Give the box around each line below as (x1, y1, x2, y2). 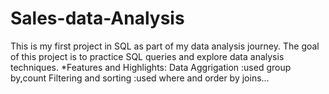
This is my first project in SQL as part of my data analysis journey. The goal (10, 40, 320, 52)
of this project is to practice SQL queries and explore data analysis (10, 50, 285, 62)
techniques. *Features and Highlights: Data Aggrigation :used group (10, 61, 292, 73)
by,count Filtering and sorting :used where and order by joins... (10, 72, 270, 84)
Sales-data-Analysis (10, 7, 185, 30)
